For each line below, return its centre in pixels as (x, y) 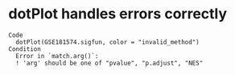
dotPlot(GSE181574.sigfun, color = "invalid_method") (107, 42)
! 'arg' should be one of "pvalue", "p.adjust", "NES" (109, 63)
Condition (25, 49)
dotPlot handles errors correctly (118, 14)
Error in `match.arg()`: (57, 56)
